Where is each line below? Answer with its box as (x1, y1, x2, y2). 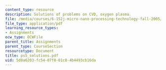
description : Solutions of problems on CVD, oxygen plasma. (5, 12, 132, 17)
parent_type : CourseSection (5, 44, 63, 49)
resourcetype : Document (5, 48, 54, 53)
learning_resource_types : (5, 26, 58, 31)
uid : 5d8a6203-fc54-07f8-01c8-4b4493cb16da (5, 58, 96, 63)
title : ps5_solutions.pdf (5, 53, 58, 58)
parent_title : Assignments (5, 39, 61, 44)
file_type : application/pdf (5, 21, 63, 26)
